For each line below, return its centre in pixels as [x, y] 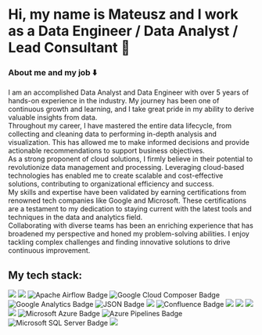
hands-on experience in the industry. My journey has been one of [114, 101]
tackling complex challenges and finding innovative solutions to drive [119, 242]
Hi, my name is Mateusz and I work [123, 14]
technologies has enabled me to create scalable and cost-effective [116, 176]
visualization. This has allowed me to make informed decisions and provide [129, 142]
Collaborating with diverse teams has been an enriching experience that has [131, 225]
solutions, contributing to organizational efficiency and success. [111, 184]
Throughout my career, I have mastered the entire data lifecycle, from [120, 126]
